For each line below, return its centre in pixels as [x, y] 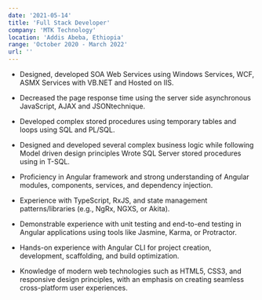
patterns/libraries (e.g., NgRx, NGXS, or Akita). [95, 209]
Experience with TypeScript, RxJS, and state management [113, 200]
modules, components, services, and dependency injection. [116, 185]
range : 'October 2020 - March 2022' [68, 45]
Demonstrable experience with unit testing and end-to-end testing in [130, 224]
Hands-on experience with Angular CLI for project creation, [115, 247]
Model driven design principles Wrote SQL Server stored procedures [130, 153]
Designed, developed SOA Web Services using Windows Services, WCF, [137, 74]
